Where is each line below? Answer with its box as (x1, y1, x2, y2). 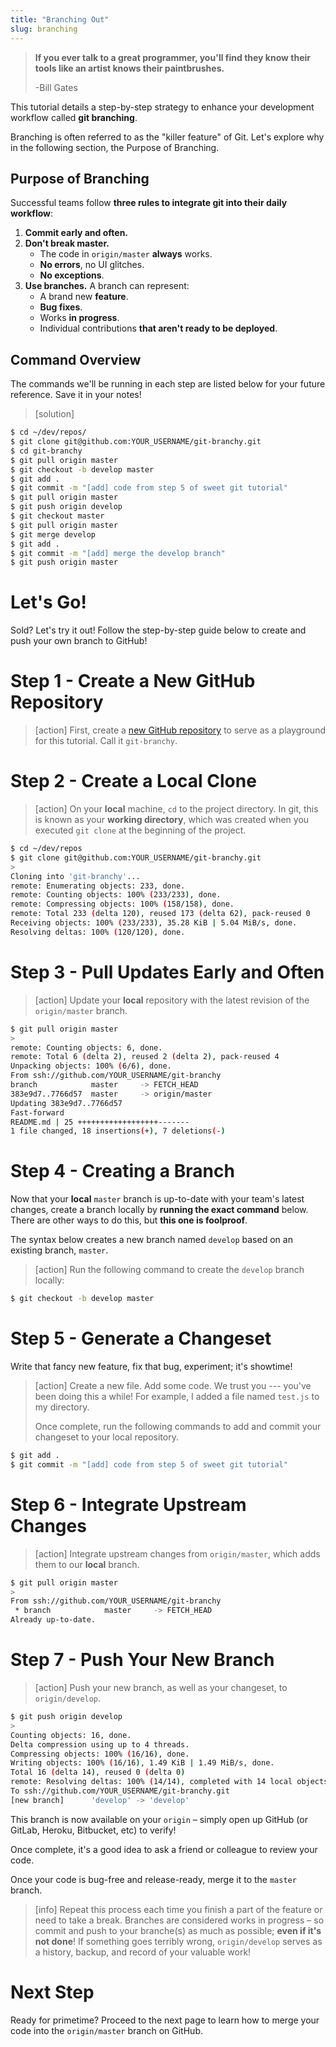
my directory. (34, 1401, 90, 1413)
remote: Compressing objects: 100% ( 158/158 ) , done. (10, 899, 235, 910)
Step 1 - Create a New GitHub (10, 670, 256, 693)
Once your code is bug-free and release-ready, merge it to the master (10, 1873, 297, 1885)
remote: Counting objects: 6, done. (10, 1042, 163, 1053)
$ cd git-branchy (10, 446, 83, 456)
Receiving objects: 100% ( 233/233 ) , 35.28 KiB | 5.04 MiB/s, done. (10, 918, 298, 928)
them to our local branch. (34, 1558, 140, 1570)
